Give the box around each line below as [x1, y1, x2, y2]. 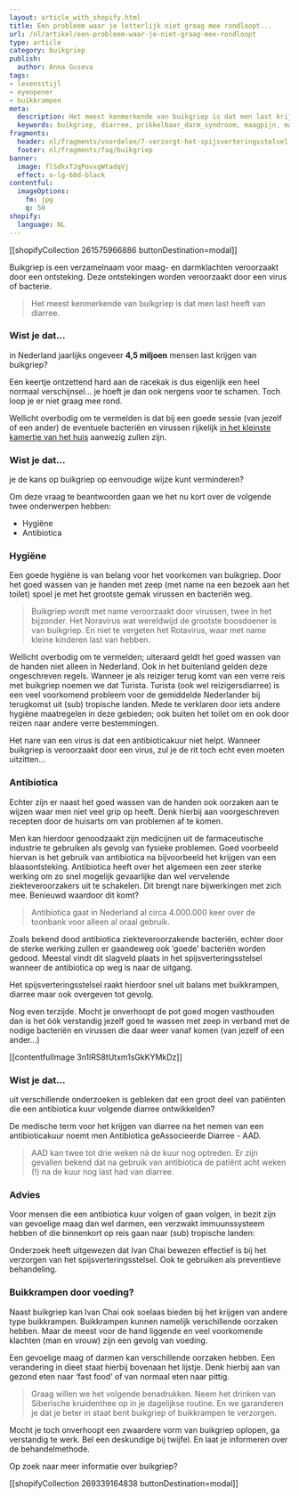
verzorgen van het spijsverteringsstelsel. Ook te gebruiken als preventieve [9, 1255, 282, 1265]
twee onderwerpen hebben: [9, 500, 111, 512]
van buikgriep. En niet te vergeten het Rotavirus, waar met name [30, 625, 267, 636]
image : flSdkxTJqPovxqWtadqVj [17, 162, 129, 171]
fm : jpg [25, 195, 53, 205]
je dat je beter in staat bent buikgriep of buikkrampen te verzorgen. [30, 1407, 278, 1418]
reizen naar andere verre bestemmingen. [9, 718, 159, 728]
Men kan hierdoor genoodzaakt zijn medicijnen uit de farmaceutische [9, 833, 264, 843]
